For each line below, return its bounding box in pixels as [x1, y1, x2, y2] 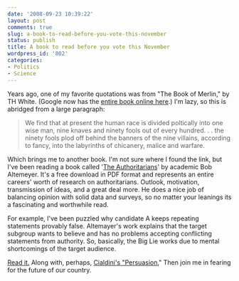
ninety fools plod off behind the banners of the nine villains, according [24, 133, 231, 142]
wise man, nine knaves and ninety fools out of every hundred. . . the [24, 126, 224, 134]
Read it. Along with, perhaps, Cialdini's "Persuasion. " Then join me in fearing [7, 258, 231, 267]
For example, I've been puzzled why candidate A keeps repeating [7, 214, 199, 223]
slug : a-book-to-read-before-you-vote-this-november [7, 30, 167, 38]
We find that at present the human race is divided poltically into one [24, 118, 223, 127]
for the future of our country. [7, 265, 92, 274]
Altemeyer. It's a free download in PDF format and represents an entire [7, 170, 215, 179]
